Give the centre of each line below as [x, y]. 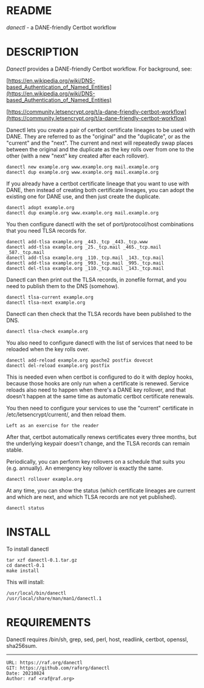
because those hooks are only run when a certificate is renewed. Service [98, 383]
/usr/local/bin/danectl [36, 593]
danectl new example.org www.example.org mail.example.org [83, 167]
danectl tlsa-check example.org [47, 331]
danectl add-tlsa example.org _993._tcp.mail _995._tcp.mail [85, 263]
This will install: [25, 582]
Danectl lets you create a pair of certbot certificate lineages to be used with [101, 130]
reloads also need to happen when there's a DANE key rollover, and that [96, 390]
